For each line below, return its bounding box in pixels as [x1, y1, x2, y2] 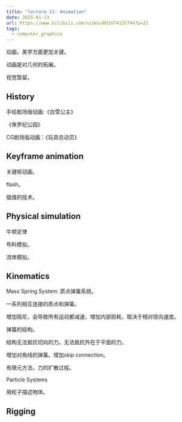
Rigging [6, 406, 36, 417]
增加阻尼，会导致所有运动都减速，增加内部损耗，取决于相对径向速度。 [6, 313, 180, 321]
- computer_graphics [11, 31, 63, 37]
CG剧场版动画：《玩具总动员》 [6, 133, 80, 141]
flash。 [6, 180, 24, 188]
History [6, 91, 35, 102]
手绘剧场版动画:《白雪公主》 [6, 108, 77, 115]
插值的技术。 [6, 193, 38, 201]
